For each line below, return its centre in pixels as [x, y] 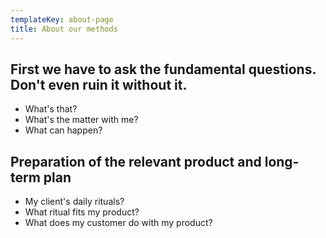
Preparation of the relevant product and [136, 161]
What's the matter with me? [81, 120]
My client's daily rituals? [74, 202]
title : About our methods [64, 29]
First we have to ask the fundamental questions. [163, 69]
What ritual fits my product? [82, 212]
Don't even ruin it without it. [99, 84]
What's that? [51, 109]
